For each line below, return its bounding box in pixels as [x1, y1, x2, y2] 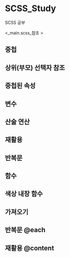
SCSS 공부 [5, 19, 25, 25]
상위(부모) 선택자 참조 [5, 64, 65, 72]
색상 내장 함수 [5, 190, 43, 198]
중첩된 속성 [5, 82, 36, 90]
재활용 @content [5, 244, 54, 252]
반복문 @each [5, 226, 46, 234]
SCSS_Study [5, 3, 56, 14]
